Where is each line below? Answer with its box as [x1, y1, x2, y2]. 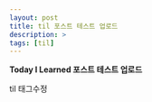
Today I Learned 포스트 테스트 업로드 [9, 64, 143, 75]
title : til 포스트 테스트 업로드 [9, 22, 119, 31]
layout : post [9, 13, 59, 23]
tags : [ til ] [9, 38, 54, 48]
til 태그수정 [9, 83, 48, 95]
